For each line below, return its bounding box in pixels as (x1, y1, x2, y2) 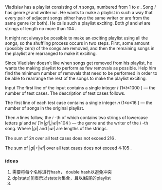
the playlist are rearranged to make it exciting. (5, 51, 97, 56)
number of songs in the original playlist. (5, 105, 84, 111)
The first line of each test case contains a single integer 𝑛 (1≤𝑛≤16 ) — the (5, 100, 153, 105)
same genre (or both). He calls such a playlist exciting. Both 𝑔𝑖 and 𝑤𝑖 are (5, 20, 151, 26)
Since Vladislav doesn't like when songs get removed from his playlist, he (5, 60, 152, 66)
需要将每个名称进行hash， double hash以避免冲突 (12, 169, 112, 175)
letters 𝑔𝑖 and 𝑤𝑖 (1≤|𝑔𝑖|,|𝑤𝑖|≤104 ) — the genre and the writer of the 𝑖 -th (5, 120, 148, 126)
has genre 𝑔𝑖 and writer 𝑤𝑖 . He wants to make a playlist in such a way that (5, 10, 153, 15)
